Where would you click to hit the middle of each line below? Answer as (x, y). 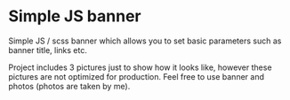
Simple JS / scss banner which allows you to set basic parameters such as (145, 41)
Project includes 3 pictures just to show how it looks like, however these (140, 67)
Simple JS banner (75, 16)
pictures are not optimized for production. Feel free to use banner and (136, 76)
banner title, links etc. (48, 50)
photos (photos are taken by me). (69, 86)
